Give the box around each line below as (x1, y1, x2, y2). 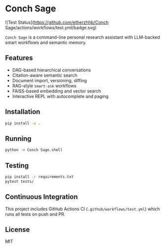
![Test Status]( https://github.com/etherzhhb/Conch (5, 19, 109, 25)
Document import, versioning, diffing (12, 77, 87, 83)
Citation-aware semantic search (12, 72, 78, 78)
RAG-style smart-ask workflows (12, 83, 77, 89)
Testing (5, 161, 29, 170)
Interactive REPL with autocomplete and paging (12, 93, 109, 99)
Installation (5, 107, 40, 116)
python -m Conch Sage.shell (5, 148, 63, 152)
